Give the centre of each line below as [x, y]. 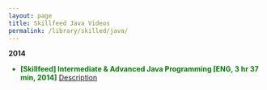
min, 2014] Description [59, 78]
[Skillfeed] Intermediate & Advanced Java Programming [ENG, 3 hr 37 [139, 69]
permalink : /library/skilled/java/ [68, 31]
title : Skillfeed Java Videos [59, 23]
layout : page [30, 16]
